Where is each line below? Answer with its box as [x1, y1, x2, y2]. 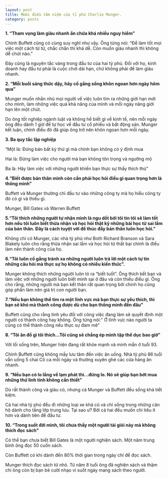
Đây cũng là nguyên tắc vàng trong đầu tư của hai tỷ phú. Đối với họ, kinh [5, 61, 156, 67]
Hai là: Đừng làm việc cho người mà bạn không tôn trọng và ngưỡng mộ [5, 156, 152, 162]
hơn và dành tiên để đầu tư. [5, 412, 62, 418]
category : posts [5, 17, 39, 22]
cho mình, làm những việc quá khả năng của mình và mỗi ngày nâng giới [5, 101, 154, 107]
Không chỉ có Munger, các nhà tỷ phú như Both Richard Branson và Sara [5, 235, 154, 242]
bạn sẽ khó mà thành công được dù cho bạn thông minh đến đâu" [5, 302, 143, 308]
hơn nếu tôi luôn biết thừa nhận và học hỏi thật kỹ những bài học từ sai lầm [5, 220, 163, 226]
